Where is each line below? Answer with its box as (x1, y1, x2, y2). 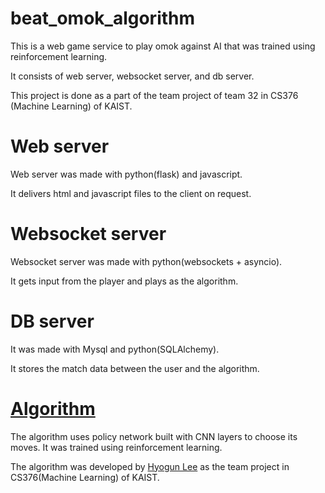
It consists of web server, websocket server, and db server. (10, 70, 255, 82)
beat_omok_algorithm (10, 7, 196, 30)
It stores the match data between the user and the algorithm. (10, 362, 260, 374)
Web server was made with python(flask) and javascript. (10, 168, 243, 180)
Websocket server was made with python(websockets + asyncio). (10, 255, 283, 267)
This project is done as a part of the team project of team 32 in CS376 (10, 89, 299, 101)
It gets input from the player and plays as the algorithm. (10, 275, 239, 287)
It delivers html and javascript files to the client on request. (10, 187, 252, 199)
